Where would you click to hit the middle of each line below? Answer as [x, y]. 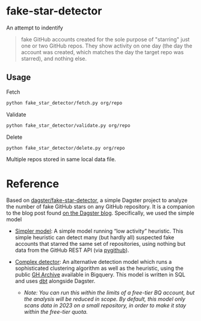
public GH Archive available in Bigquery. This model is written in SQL [100, 275]
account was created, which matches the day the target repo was [102, 52]
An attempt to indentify [35, 28]
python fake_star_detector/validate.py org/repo [68, 125]
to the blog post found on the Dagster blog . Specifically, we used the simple [100, 213]
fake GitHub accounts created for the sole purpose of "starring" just [105, 39]
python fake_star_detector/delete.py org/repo [66, 148]
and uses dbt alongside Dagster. [55, 281]
